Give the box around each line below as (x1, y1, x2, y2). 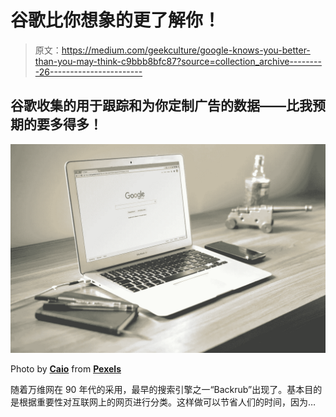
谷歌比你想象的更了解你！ (10, 9, 222, 32)
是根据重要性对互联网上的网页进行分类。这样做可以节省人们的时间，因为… (10, 396, 317, 408)
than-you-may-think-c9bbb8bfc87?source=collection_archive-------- (34, 55, 322, 67)
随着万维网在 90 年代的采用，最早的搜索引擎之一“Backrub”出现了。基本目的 (10, 384, 323, 396)
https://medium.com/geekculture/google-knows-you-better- (61, 44, 311, 56)
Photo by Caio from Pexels (10, 363, 122, 375)
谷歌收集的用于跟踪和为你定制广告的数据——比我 (10, 97, 313, 115)
